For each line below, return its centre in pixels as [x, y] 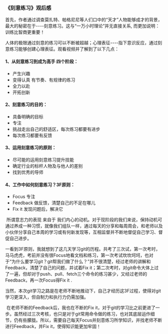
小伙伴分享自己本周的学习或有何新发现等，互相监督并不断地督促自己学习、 [82, 232]
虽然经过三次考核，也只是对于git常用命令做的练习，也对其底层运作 [82, 314]
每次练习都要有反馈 [32, 135]
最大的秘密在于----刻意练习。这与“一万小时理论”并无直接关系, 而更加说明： [82, 26]
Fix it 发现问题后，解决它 [38, 209]
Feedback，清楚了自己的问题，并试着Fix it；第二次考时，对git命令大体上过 [82, 268]
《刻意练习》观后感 [28, 7]
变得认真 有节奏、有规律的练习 [44, 80]
